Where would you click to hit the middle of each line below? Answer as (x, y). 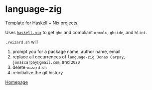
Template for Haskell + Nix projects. (42, 23)
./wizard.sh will (22, 42)
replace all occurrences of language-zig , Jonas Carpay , (69, 57)
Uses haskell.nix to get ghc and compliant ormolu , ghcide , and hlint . (76, 32)
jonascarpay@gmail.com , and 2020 (46, 62)
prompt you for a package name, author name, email (66, 51)
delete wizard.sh (30, 67)
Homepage (17, 82)
